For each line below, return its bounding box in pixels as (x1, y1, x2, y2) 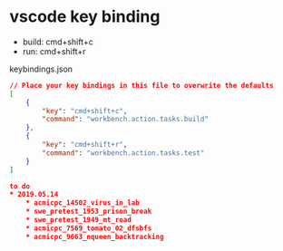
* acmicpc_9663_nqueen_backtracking (25, 232, 165, 241)
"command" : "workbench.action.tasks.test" (42, 148, 205, 158)
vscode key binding (9, 6, 161, 27)
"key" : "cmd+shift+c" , (42, 106, 128, 115)
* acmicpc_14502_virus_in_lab (25, 198, 141, 208)
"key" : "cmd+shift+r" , (42, 140, 128, 150)
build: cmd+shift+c (22, 36, 93, 47)
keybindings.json (9, 63, 73, 74)
